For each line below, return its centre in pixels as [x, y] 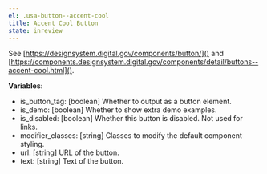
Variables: [26, 86]
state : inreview [35, 30]
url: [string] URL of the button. [70, 152]
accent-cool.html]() [40, 71]
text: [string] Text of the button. [72, 161]
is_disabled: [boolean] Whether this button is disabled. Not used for [131, 119]
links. [28, 127]
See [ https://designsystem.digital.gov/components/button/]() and [116, 54]
